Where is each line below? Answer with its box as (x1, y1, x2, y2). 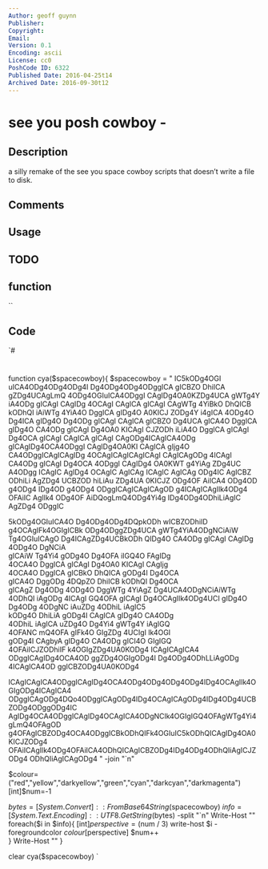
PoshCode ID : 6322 (8, 64, 70, 72)
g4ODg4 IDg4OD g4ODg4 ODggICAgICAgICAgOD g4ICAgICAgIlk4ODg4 (8, 484, 248, 494)
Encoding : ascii (8, 49, 62, 57)
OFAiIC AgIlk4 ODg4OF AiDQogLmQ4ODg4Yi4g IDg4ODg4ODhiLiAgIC (8, 493, 242, 503)
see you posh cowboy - (8, 113, 166, 131)
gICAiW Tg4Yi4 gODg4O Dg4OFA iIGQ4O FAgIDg (8, 551, 171, 561)
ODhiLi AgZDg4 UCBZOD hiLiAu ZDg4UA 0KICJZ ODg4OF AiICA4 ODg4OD (8, 476, 258, 486)
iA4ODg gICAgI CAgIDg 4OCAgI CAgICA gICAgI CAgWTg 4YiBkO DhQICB (8, 399, 252, 409)
